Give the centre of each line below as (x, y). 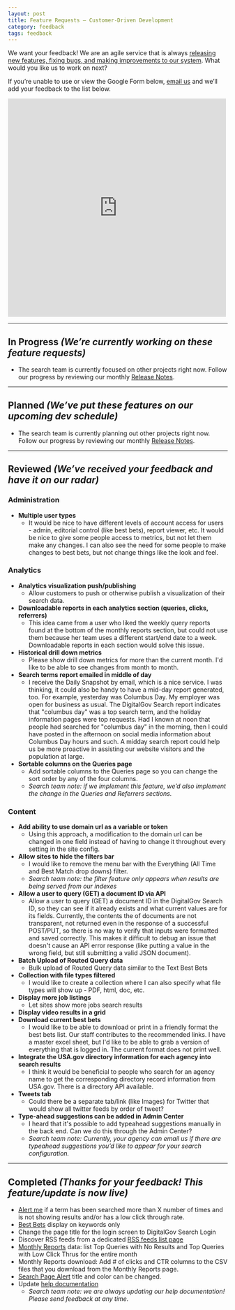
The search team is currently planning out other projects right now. (114, 433)
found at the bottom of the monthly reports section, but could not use (128, 630)
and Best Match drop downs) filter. (78, 871)
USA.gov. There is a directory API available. (91, 1086)
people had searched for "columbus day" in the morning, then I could (128, 727)
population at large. (56, 756)
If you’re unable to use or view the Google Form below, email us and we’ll (113, 82)
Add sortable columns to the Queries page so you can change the (123, 771)
